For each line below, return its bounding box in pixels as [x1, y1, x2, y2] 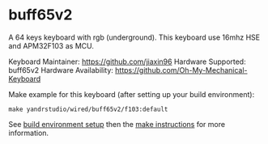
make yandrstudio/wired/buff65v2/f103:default [8, 105, 168, 113]
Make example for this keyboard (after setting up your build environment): [8, 89, 255, 99]
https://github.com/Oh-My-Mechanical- [114, 65, 249, 74]
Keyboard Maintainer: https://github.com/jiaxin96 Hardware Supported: [8, 57, 246, 66]
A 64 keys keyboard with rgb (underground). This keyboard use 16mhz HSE [8, 32, 261, 42]
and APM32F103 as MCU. [8, 40, 95, 50]
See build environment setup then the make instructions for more [8, 119, 225, 129]
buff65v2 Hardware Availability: [8, 65, 113, 74]
